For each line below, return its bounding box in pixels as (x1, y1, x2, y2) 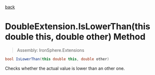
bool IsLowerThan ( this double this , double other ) (5, 57, 109, 61)
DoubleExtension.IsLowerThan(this (5, 21, 151, 32)
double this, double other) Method (5, 31, 146, 43)
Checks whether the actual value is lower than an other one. (5, 65, 125, 71)
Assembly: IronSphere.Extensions (16, 47, 85, 53)
